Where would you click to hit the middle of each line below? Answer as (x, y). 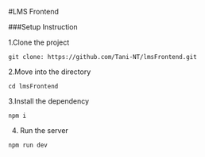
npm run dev (28, 145)
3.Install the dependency (49, 101)
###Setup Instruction (43, 27)
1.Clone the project (39, 42)
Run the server (44, 130)
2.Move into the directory (50, 72)
